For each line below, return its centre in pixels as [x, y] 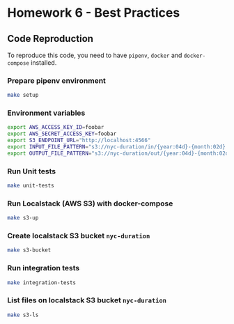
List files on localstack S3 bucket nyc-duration [87, 300]
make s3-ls [23, 315]
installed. [44, 63]
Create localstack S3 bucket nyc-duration [79, 236]
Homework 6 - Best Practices [94, 13]
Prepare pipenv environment [57, 80]
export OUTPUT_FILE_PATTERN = [49, 153]
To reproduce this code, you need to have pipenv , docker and [95, 55]
